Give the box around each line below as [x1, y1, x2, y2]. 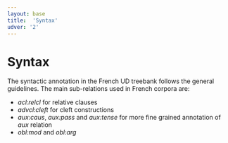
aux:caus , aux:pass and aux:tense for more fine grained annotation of [17, 113, 222, 122]
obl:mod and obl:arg [17, 128, 77, 137]
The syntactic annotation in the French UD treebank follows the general [7, 77, 215, 85]
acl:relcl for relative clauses [17, 98, 98, 106]
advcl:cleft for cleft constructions [17, 106, 115, 114]
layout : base [7, 10, 46, 18]
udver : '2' [7, 23, 39, 30]
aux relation [17, 120, 53, 129]
